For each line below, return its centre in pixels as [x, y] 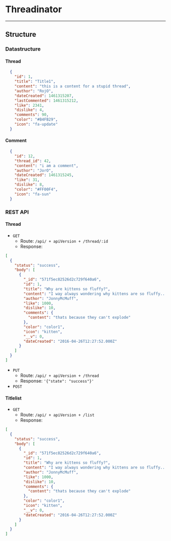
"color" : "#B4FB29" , [36, 120]
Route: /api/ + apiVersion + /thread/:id [64, 241]
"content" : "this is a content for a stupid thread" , [73, 86]
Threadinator [34, 9]
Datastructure [23, 49]
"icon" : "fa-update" [36, 124]
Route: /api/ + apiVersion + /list [57, 415]
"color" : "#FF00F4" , [36, 190]
